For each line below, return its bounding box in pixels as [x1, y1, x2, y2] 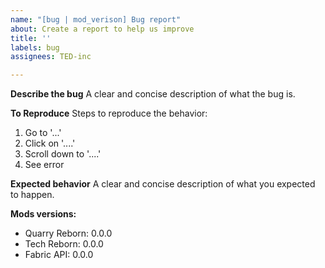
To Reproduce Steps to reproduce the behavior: [10, 107, 208, 120]
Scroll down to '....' [24, 148, 102, 160]
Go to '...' [24, 127, 62, 139]
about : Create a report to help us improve [10, 24, 195, 34]
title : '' [10, 33, 52, 43]
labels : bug [10, 42, 60, 53]
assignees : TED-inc [10, 52, 92, 62]
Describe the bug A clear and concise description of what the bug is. [10, 88, 296, 100]
